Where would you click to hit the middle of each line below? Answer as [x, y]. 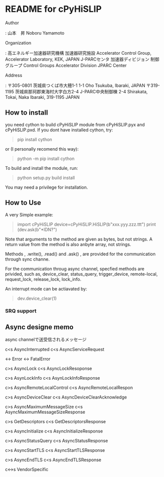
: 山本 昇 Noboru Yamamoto [35, 33]
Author [12, 23]
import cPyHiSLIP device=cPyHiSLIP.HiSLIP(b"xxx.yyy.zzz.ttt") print [86, 224]
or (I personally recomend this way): [42, 149]
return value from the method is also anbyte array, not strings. [68, 244]
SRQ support [21, 311]
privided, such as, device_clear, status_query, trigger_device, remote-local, [82, 274]
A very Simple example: [29, 215]
